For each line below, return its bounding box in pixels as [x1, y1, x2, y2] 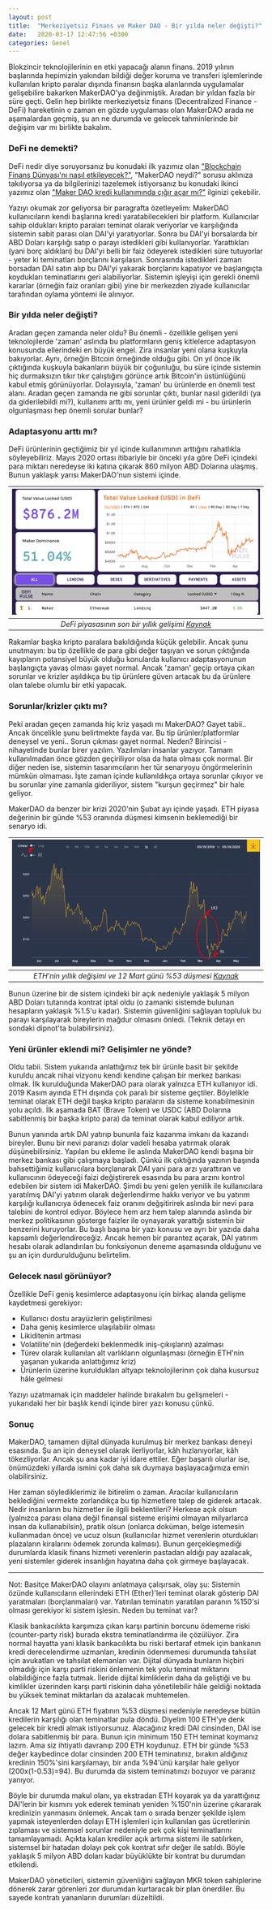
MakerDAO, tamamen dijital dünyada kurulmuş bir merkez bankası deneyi [8, 1437, 253, 1446]
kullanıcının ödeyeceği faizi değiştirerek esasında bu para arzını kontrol [8, 1173, 245, 1182]
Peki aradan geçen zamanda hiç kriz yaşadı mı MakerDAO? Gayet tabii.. [8, 719, 247, 728]
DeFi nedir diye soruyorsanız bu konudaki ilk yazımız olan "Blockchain [8, 161, 241, 171]
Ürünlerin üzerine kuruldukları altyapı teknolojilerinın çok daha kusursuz [19, 1365, 260, 1375]
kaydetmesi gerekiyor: [8, 1298, 83, 1307]
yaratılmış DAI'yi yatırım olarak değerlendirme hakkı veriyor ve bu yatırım [8, 1190, 250, 1199]
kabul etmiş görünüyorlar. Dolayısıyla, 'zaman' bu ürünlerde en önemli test [8, 379, 256, 389]
